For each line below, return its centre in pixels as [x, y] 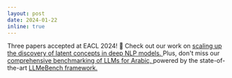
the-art [17, 68]
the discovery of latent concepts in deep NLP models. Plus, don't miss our [114, 53]
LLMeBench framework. [63, 68]
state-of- [212, 61]
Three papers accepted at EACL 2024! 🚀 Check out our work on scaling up [115, 46]
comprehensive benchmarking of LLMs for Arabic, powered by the [103, 61]
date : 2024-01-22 [32, 20]
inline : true [26, 26]
